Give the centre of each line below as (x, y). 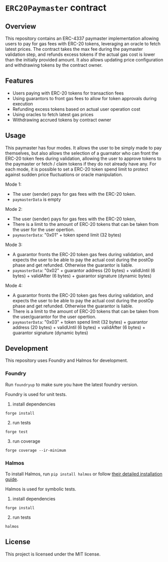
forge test (17, 432)
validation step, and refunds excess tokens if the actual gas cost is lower (80, 54)
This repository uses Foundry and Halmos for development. (67, 360)
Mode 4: (14, 285)
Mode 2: (14, 209)
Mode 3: (14, 245)
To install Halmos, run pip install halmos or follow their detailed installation (84, 474)
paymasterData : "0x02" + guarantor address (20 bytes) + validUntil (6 (84, 270)
